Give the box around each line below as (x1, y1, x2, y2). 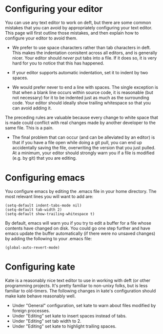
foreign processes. (12, 308, 50, 313)
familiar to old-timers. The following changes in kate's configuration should (5, 288, 156, 293)
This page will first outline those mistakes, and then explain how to (5, 30, 139, 36)
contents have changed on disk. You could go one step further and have (5, 225, 150, 231)
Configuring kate (5, 261, 76, 272)
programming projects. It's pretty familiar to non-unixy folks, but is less (5, 282, 148, 289)
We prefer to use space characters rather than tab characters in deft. (12, 44, 151, 50)
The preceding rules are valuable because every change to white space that (5, 114, 159, 120)
